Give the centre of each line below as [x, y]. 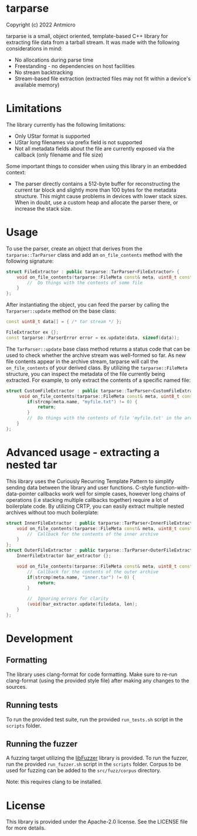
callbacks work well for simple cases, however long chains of [111, 494]
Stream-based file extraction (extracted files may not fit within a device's [103, 79]
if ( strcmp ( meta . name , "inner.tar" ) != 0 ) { [81, 577]
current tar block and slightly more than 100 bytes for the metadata [96, 190]
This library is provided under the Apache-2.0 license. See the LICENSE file [97, 822]
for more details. [26, 828]
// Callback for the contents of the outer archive [93, 572]
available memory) [37, 84]
